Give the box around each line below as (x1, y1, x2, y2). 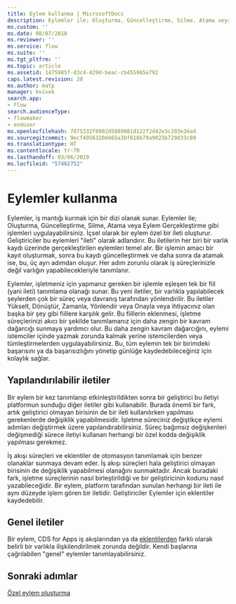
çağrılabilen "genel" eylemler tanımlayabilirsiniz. (7, 550, 146, 558)
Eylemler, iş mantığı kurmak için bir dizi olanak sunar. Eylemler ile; (7, 213, 197, 222)
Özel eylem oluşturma (7, 589, 71, 597)
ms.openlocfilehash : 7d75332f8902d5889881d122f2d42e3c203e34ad (7, 128, 197, 135)
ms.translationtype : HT (7, 141, 77, 148)
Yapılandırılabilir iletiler (7, 375, 111, 387)
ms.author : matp (7, 82, 55, 89)
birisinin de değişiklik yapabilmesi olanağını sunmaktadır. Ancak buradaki (7, 466, 218, 474)
